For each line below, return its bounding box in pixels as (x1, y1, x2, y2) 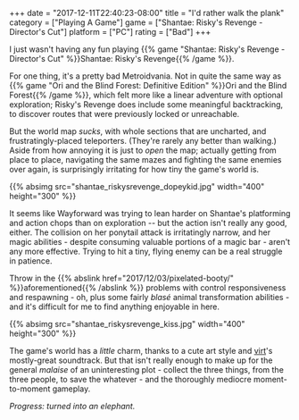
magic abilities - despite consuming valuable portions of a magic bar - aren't (9, 237, 291, 247)
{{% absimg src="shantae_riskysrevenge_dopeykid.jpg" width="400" (9, 181, 265, 191)
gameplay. (52, 383, 91, 394)
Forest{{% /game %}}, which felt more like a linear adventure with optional (9, 89, 284, 100)
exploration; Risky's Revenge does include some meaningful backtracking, (9, 99, 284, 110)
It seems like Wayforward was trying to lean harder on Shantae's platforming (9, 208, 291, 218)
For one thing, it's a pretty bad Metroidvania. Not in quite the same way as (9, 71, 282, 81)
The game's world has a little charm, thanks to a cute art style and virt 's (9, 346, 273, 356)
